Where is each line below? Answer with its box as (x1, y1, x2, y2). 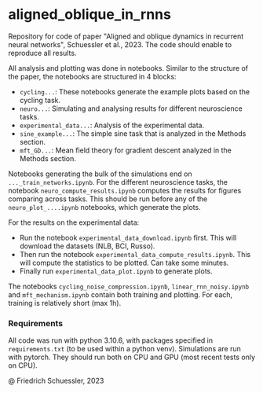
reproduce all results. (8, 48, 77, 57)
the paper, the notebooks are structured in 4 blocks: (8, 72, 177, 81)
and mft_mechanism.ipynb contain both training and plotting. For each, (8, 289, 233, 299)
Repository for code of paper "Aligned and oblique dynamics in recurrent (8, 31, 244, 41)
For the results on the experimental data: (8, 218, 140, 227)
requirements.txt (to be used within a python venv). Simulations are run (8, 344, 242, 354)
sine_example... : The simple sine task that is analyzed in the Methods (19, 128, 247, 138)
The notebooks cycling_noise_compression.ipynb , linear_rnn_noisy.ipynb (8, 281, 250, 291)
